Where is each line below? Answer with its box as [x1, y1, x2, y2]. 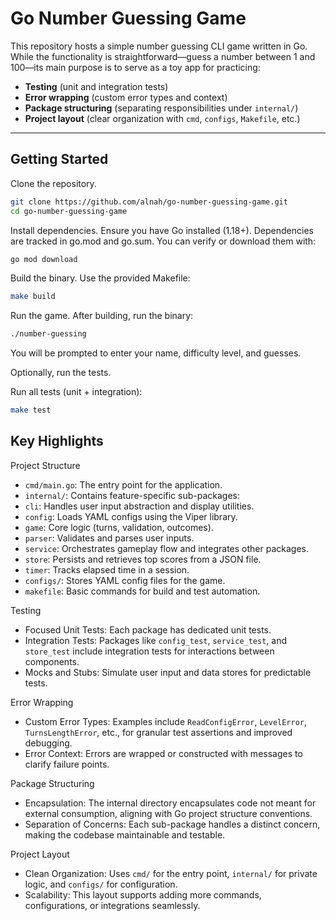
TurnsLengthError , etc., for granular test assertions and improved [24, 726, 293, 738]
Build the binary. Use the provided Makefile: [10, 272, 191, 284]
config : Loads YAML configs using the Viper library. [24, 510, 238, 522]
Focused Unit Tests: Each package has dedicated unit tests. [24, 623, 272, 636]
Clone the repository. [10, 177, 97, 189]
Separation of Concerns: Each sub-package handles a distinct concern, [24, 818, 321, 830]
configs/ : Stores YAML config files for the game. [24, 574, 226, 586]
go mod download [10, 254, 78, 264]
